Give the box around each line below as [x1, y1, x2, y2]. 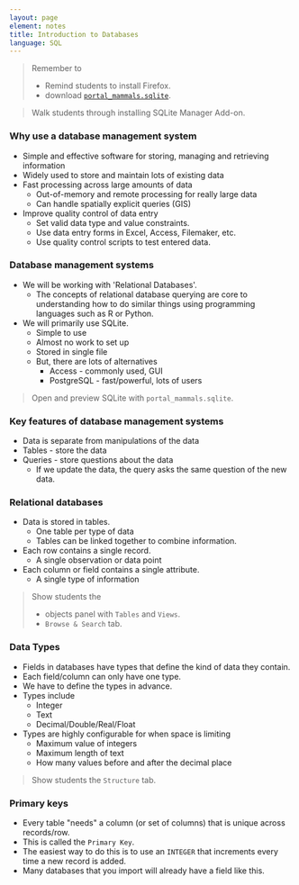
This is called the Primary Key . [22, 836, 135, 847]
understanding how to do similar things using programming [35, 298, 256, 309]
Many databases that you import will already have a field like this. [22, 865, 266, 876]
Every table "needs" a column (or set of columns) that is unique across [22, 817, 285, 828]
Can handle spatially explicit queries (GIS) [35, 198, 192, 209]
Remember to [31, 63, 83, 74]
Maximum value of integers [35, 737, 138, 748]
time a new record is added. [22, 856, 127, 867]
